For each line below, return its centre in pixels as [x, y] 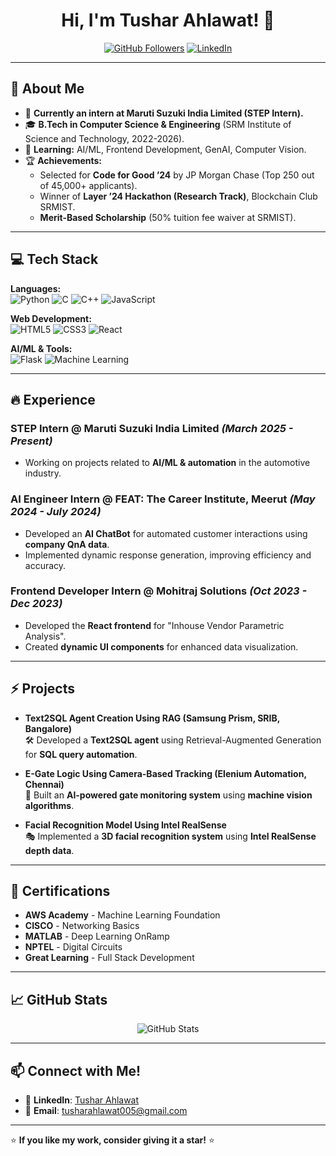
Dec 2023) [36, 604]
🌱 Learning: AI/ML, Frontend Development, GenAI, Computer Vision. [165, 149]
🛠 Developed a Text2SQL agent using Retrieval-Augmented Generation [173, 740]
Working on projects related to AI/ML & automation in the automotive [167, 463]
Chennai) [44, 784]
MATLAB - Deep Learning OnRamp [97, 936]
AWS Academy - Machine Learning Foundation [122, 915]
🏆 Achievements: [63, 160]
